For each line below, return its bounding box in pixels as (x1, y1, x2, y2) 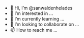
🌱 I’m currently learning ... (10, 16, 65, 22)
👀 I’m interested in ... (10, 10, 53, 16)
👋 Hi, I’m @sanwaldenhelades (10, 5, 73, 11)
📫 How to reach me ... (10, 27, 58, 33)
